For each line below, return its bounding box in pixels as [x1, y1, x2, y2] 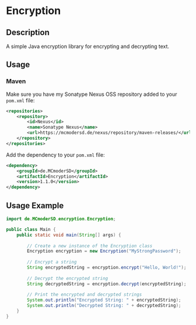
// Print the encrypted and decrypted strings [27, 292, 142, 298]
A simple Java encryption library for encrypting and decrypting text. [6, 43, 170, 50]
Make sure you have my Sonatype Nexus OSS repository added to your [6, 91, 177, 98]
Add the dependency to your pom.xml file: [6, 151, 105, 158]
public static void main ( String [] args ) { [16, 232, 121, 238]
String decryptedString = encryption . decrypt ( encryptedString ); [27, 281, 187, 287]
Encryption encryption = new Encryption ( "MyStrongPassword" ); [27, 248, 181, 254]
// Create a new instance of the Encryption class [27, 243, 153, 249]
